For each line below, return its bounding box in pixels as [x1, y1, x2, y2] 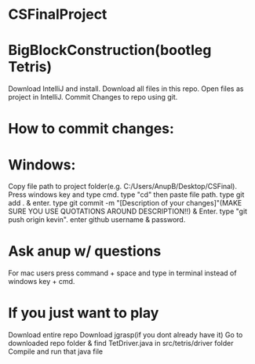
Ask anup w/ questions [8, 242, 162, 260]
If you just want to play [8, 304, 159, 322]
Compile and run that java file [8, 347, 104, 356]
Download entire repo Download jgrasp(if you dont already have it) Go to [8, 330, 243, 340]
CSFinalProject [8, 5, 107, 24]
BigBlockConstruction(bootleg [8, 42, 212, 60]
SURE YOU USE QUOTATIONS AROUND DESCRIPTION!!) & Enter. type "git [8, 206, 248, 217]
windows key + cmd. [8, 277, 75, 286]
